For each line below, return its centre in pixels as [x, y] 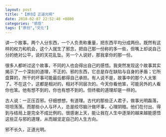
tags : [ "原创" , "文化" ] [27, 28]
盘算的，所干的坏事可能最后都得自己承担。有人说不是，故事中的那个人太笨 [81, 78]
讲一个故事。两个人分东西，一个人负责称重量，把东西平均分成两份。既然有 [81, 43]
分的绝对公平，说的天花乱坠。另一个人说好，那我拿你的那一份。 [70, 55]
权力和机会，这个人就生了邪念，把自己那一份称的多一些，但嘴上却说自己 [87, 49]
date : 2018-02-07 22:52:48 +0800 [40, 19]
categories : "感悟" [24, 23]
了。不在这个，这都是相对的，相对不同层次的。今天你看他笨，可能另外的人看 [83, 84]
